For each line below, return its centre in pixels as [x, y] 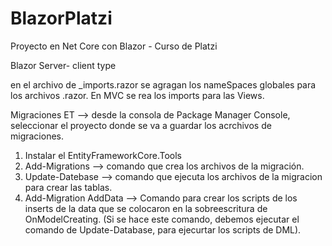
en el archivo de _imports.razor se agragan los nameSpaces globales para [163, 84]
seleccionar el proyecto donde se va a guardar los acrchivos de [141, 125]
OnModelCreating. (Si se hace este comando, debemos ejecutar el [162, 219]
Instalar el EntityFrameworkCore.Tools [103, 155]
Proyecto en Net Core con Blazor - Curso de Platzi [114, 46]
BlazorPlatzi [61, 18]
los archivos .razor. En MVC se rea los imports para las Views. [137, 95]
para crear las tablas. [68, 187]
